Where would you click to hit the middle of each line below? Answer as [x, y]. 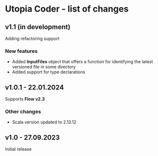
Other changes [23, 112]
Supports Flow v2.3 [25, 99]
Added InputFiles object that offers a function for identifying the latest [82, 62]
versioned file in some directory [44, 67]
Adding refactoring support [32, 38]
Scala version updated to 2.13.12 [44, 122]
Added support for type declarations [49, 72]
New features [21, 51]
